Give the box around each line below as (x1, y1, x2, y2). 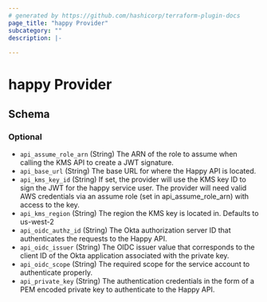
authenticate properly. (19, 268, 93, 277)
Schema (8, 107, 50, 120)
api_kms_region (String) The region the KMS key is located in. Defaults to (19, 209, 259, 218)
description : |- (8, 33, 62, 42)
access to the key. (19, 200, 80, 210)
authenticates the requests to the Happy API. (19, 234, 167, 243)
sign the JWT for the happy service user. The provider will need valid (19, 183, 247, 192)
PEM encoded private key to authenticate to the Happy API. (19, 284, 215, 294)
